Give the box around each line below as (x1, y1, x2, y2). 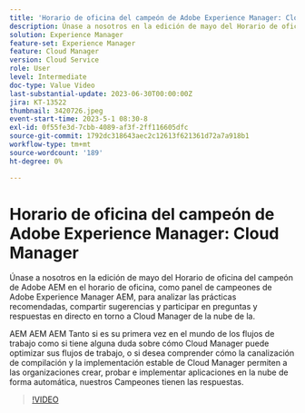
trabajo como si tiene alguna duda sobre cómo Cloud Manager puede (9, 338, 270, 349)
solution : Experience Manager (9, 30, 124, 39)
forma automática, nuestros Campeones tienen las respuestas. (9, 377, 244, 388)
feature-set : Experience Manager (9, 38, 136, 48)
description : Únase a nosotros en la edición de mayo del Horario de (9, 22, 279, 31)
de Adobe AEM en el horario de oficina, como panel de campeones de (9, 282, 272, 293)
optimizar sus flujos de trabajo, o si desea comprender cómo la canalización (9, 348, 295, 359)
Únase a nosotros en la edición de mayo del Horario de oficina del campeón (9, 272, 293, 283)
